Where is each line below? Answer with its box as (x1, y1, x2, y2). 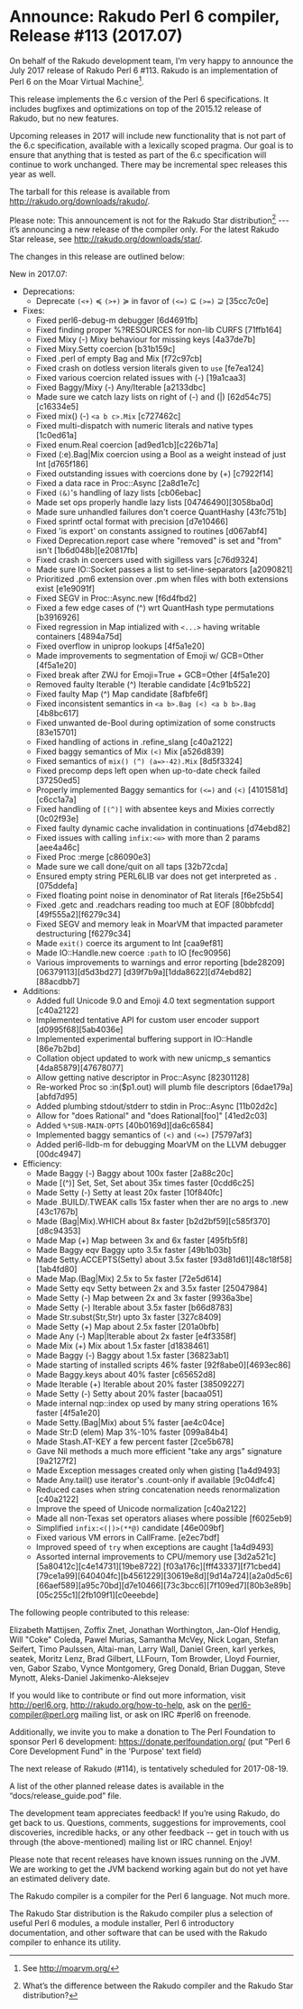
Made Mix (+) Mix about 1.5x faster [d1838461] (35, 1341, 210, 1351)
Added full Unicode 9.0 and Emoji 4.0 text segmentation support (35, 995, 275, 1007)
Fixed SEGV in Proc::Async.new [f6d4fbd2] (35, 593, 197, 604)
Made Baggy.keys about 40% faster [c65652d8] (35, 1369, 216, 1380)
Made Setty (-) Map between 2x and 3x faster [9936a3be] (35, 1293, 253, 1304)
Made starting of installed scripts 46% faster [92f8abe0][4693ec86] (35, 1359, 291, 1370)
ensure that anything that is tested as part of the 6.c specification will (9, 149, 267, 160)
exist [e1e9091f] (35, 584, 96, 594)
